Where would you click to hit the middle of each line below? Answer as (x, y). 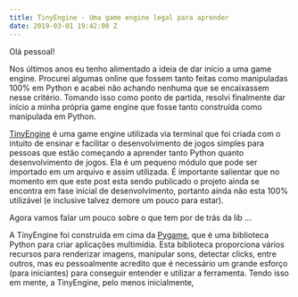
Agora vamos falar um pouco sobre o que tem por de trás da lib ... (130, 217)
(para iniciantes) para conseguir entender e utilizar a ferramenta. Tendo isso (149, 273)
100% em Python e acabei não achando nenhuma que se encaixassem (139, 88)
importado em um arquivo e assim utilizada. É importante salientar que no (145, 172)
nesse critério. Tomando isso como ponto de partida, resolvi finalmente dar (147, 97)
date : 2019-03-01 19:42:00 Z (63, 26)
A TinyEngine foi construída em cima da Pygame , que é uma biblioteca (139, 234)
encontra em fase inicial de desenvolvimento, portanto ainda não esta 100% (149, 191)
